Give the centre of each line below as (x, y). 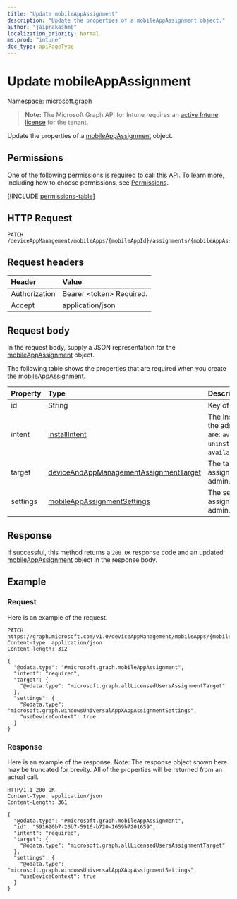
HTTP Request (40, 218)
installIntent (67, 434)
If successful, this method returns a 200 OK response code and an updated (115, 552)
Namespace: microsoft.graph (50, 101)
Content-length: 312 (38, 649)
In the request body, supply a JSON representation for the (92, 348)
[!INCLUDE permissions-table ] (51, 196)
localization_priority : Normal (53, 33)
